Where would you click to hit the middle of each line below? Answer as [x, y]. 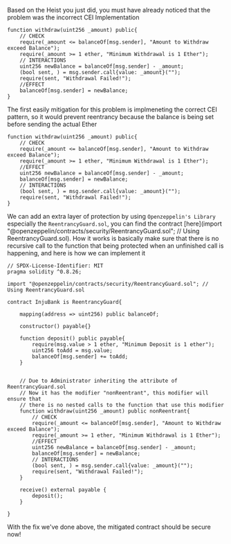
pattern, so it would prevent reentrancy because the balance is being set [111, 117]
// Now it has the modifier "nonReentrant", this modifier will [114, 393]
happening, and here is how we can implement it [76, 253]
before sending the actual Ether [52, 124]
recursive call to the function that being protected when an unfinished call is [115, 246]
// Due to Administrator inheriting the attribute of [99, 381]
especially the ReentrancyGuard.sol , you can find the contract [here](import [115, 224]
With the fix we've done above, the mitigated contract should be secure [109, 527]
